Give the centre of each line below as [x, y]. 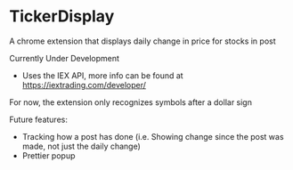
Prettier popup [49, 155]
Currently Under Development [65, 58]
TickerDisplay [62, 16]
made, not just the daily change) [81, 146]
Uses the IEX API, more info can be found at [103, 75]
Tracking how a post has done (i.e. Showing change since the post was [153, 136]
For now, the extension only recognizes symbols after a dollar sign [130, 102]
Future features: [39, 119]
